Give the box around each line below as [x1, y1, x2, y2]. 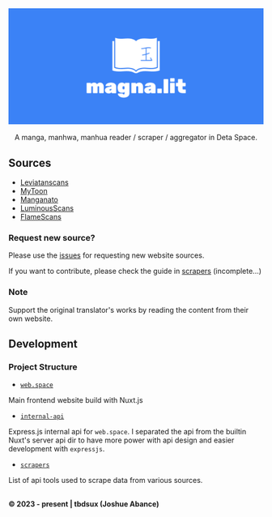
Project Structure [8, 361, 78, 373]
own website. [8, 314, 53, 323]
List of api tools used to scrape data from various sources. [8, 476, 203, 485]
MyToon [19, 186, 48, 196]
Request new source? [8, 233, 96, 244]
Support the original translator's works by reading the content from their [8, 305, 249, 314]
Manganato [19, 194, 58, 205]
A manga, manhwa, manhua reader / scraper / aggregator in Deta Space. [15, 133, 257, 143]
